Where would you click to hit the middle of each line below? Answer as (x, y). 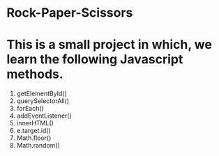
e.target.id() (34, 131)
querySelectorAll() (43, 101)
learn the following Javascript (95, 60)
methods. (35, 74)
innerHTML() (35, 123)
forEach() (30, 109)
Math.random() (38, 146)
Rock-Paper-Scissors (70, 13)
